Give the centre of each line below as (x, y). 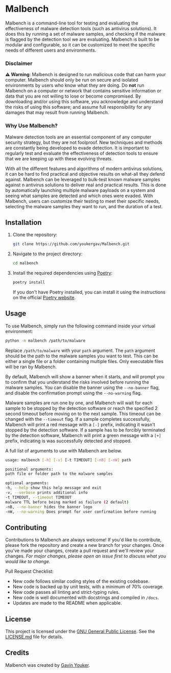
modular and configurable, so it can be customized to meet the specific (80, 44)
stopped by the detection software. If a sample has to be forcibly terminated (85, 430)
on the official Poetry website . (44, 297)
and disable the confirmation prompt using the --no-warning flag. (74, 393)
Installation (23, 222)
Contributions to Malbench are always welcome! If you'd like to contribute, (83, 540)
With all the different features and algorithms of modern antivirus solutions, (84, 169)
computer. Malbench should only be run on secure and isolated (72, 80)
